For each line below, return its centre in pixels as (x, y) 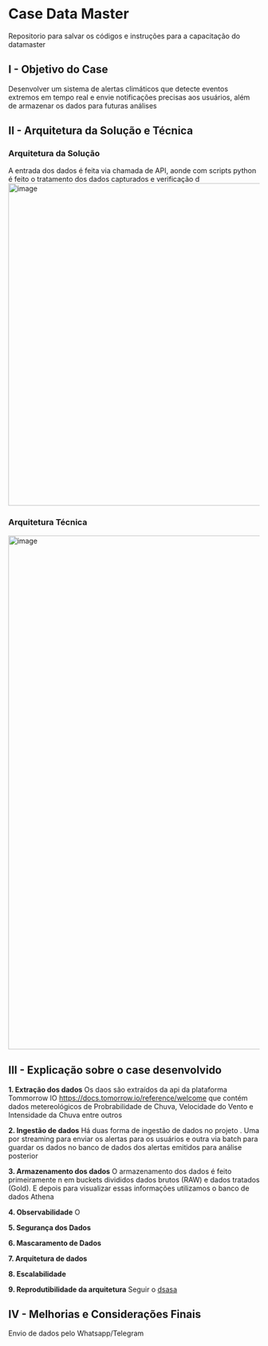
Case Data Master (69, 14)
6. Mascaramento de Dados (55, 1243)
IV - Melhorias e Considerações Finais (105, 1314)
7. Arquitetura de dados (48, 1258)
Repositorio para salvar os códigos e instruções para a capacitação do (124, 36)
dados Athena (31, 1196)
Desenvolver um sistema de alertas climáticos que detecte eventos (118, 89)
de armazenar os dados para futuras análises (83, 105)
